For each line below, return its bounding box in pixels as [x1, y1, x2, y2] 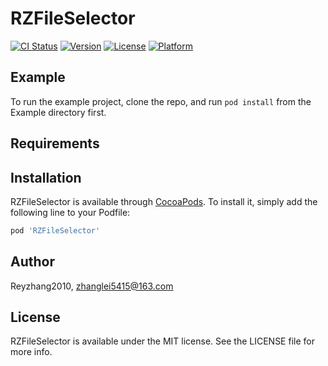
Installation [10, 169, 82, 186]
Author [10, 253, 55, 271]
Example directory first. [10, 106, 107, 118]
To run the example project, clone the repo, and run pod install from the [10, 95, 312, 107]
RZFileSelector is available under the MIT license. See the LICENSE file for [10, 335, 315, 347]
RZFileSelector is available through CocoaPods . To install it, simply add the [10, 195, 318, 207]
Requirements [10, 135, 100, 152]
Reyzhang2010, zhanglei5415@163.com [10, 280, 174, 292]
